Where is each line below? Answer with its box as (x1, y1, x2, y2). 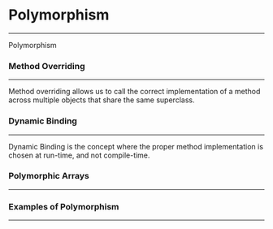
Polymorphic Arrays (8, 171, 89, 182)
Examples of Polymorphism (8, 201, 119, 212)
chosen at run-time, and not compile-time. (8, 150, 150, 160)
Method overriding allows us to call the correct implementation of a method (8, 87, 261, 97)
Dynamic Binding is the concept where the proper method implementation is (8, 141, 264, 151)
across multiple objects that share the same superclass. (8, 95, 195, 105)
